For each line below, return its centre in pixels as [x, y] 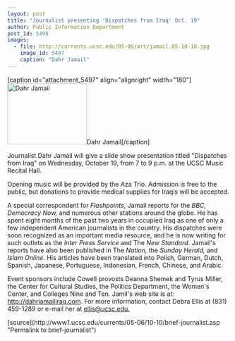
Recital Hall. [25, 170]
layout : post [26, 14]
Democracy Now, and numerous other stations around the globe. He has [113, 213]
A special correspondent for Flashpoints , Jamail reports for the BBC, [107, 205]
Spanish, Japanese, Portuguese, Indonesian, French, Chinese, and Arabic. [115, 265]
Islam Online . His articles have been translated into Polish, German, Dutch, [115, 257]
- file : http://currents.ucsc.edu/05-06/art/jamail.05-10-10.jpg [112, 46]
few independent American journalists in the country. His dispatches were [115, 228]
